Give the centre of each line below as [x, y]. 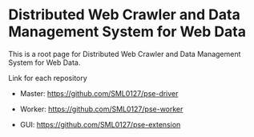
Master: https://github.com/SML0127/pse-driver [99, 93]
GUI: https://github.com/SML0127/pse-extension [100, 124]
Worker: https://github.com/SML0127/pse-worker [101, 109]
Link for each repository [48, 78]
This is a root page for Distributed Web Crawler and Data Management [125, 54]
